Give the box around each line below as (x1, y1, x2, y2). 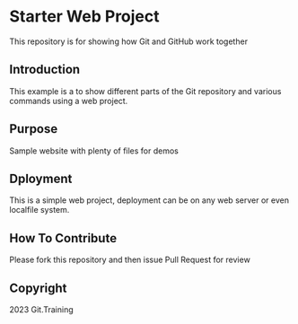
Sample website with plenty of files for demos (9, 145, 180, 156)
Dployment (9, 171, 73, 186)
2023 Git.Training (9, 304, 74, 315)
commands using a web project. (9, 95, 128, 106)
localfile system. (9, 205, 70, 215)
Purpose (9, 121, 58, 136)
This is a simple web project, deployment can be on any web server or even (9, 195, 290, 206)
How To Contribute (9, 231, 118, 246)
